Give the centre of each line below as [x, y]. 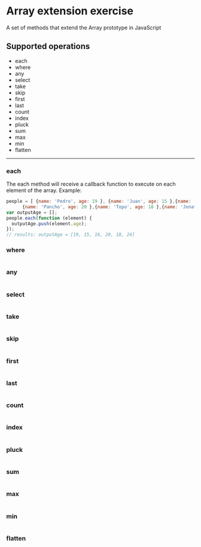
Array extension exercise [70, 11]
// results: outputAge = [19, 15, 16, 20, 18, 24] [71, 235]
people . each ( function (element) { [49, 218]
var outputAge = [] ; [32, 212]
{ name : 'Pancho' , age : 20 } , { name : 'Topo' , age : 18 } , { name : [100, 207]
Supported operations [48, 46]
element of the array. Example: [44, 190]
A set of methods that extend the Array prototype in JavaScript [84, 28]
